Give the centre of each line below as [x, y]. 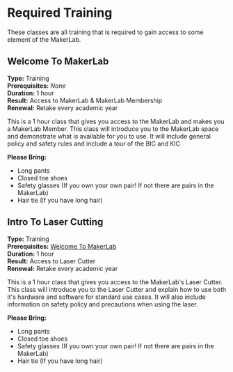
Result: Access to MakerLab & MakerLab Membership [85, 100]
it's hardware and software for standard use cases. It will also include [107, 297]
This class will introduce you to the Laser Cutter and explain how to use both [117, 289]
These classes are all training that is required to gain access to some [105, 32]
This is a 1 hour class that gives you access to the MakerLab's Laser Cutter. [115, 282]
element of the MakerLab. [44, 39]
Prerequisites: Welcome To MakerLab [62, 246]
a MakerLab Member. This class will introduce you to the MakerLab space [113, 129]
